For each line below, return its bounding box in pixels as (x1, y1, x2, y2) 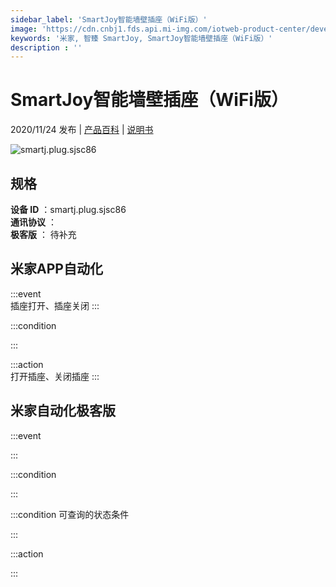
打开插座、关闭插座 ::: (10, 370, 100, 382)
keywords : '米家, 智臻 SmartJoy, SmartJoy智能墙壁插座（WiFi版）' (10, 33, 273, 43)
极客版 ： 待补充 (10, 229, 77, 240)
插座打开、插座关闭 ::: (10, 299, 100, 311)
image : (10, 24, 38, 34)
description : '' (10, 42, 83, 53)
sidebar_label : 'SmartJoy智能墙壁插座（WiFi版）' (10, 14, 208, 25)
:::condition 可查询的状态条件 (10, 508, 130, 520)
